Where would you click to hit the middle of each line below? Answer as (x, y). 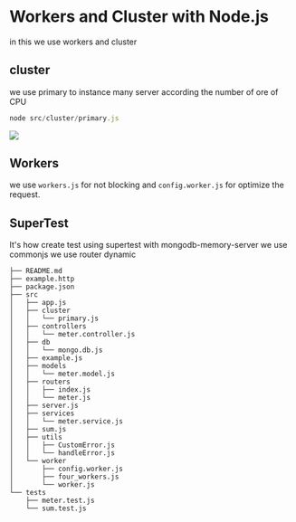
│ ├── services (42, 413)
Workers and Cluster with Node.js (139, 17)
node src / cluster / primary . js (64, 118)
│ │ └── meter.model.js (62, 374)
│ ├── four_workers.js (64, 477)
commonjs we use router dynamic (73, 254)
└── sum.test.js (57, 508)
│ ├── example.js (46, 358)
